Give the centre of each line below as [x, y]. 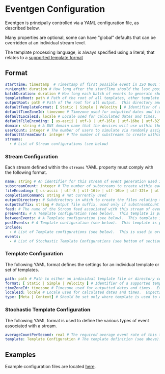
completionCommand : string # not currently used [56, 195]
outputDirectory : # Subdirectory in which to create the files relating [81, 200]
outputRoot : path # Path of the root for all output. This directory [79, 103]
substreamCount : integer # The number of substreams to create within [79, 186]
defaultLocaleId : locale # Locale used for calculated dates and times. [81, 116]
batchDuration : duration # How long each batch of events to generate [79, 94]
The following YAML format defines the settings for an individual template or [82, 264]
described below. [23, 28]
